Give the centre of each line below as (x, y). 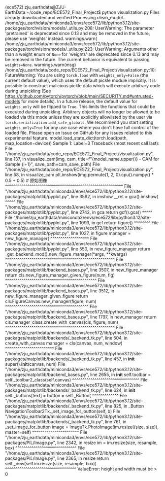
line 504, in (116, 338)
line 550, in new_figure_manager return (111, 249)
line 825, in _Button (125, 406)
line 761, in (116, 422)
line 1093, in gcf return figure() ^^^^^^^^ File (115, 223)
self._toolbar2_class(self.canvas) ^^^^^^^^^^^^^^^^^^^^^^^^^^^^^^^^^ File (76, 380)
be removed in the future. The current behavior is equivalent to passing (77, 59)
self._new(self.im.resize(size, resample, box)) (51, 464)
